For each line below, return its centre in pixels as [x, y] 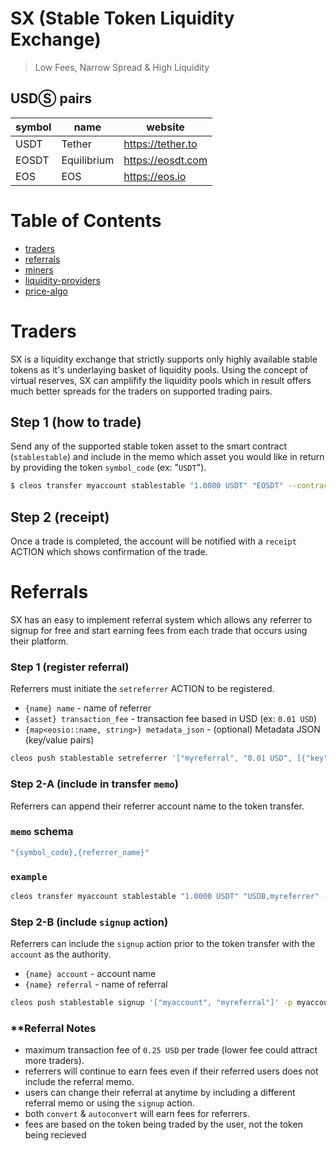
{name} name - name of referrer [88, 708]
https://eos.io [155, 176]
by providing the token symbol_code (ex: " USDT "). [108, 468]
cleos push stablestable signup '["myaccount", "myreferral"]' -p [151, 1003]
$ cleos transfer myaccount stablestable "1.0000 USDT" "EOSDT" [147, 486]
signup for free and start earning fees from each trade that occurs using [159, 631]
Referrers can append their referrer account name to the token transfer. [157, 806]
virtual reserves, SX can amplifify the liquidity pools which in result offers [161, 380]
